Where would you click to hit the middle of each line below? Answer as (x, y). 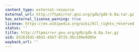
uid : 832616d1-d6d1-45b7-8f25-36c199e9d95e (51, 38)
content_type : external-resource (40, 10)
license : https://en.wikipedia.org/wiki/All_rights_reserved (70, 24)
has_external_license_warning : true (43, 19)
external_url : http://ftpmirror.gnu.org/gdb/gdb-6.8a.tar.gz (70, 14)
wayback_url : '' (22, 42)
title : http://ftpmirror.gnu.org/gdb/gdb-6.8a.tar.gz (62, 33)
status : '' (16, 28)
